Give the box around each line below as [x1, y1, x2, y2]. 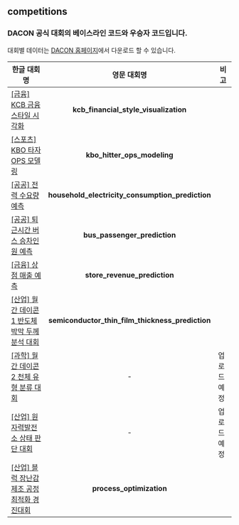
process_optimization [92, 483, 167, 493]
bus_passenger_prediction [83, 230, 176, 240]
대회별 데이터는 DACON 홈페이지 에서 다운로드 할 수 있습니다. [7, 46, 176, 54]
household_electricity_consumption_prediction [48, 190, 211, 200]
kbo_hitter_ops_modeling [85, 149, 174, 159]
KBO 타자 [11, 145, 41, 155]
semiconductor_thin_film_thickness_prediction [48, 315, 211, 325]
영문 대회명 [112, 70, 147, 80]
